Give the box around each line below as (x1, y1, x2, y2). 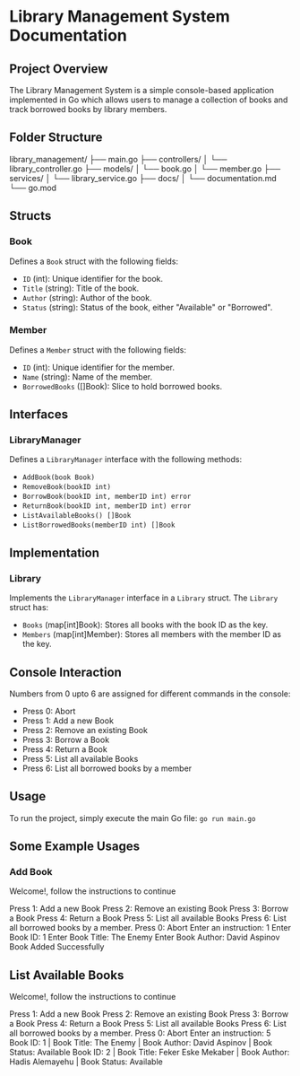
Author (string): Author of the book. (21, 292, 152, 302)
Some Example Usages (9, 839, 141, 854)
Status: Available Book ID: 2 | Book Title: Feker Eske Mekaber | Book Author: (9, 1047, 290, 1058)
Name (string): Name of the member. (21, 371, 153, 382)
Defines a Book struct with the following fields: (9, 256, 179, 267)
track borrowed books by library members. (9, 104, 167, 114)
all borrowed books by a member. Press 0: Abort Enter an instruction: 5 (9, 1028, 271, 1038)
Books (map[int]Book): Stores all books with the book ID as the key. (21, 619, 269, 630)
